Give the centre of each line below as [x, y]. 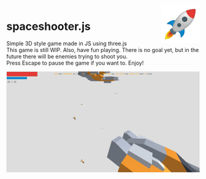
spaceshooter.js [48, 27]
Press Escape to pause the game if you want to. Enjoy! [75, 63]
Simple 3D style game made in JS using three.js [67, 43]
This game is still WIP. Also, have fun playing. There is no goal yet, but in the [103, 49]
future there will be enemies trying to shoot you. [67, 56]
